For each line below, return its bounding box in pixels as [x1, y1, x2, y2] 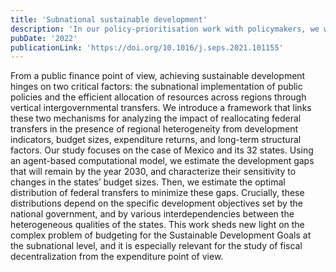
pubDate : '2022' [10, 33, 78, 43]
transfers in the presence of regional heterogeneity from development [10, 123, 299, 135]
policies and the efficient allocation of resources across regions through [10, 91, 307, 103]
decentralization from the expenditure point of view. [10, 251, 224, 263]
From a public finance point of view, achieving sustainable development [10, 70, 306, 82]
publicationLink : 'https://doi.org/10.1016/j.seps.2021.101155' [10, 42, 284, 53]
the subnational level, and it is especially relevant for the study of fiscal [10, 240, 303, 252]
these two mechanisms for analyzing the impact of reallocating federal [10, 112, 302, 125]
